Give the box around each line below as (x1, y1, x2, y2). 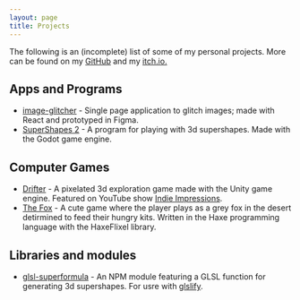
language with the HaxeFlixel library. (21, 221, 157, 233)
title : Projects (9, 21, 70, 30)
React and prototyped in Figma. (21, 115, 139, 125)
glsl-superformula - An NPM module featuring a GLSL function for (21, 270, 266, 282)
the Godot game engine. (21, 133, 112, 144)
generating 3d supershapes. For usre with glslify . (21, 280, 203, 291)
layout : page (9, 13, 58, 22)
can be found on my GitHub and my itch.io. (9, 56, 167, 66)
